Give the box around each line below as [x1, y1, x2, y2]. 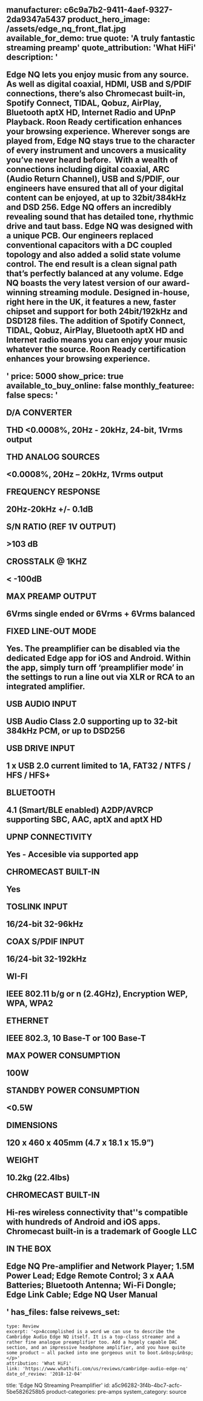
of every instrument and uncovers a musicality [6, 145, 187, 156]
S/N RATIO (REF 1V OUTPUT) [6, 521, 116, 532]
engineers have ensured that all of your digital [6, 183, 184, 193]
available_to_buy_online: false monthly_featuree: [6, 381, 195, 391]
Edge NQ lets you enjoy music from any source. [6, 70, 189, 80]
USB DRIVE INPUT [6, 743, 76, 754]
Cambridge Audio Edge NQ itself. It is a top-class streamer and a [6, 1334, 181, 1340]
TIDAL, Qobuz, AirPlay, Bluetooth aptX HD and [6, 326, 184, 336]
